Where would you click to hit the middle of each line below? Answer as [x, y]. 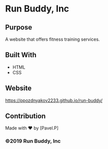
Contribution [25, 116]
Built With [21, 55]
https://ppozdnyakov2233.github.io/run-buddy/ [54, 100]
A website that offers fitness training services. [52, 39]
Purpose [19, 27]
